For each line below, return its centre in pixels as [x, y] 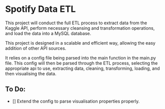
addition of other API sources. [36, 48]
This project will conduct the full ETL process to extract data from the [76, 23]
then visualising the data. [31, 73]
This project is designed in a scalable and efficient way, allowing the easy [80, 43]
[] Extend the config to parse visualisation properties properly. [76, 101]
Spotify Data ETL [41, 9]
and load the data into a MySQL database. [48, 33]
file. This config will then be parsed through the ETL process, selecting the [82, 63]
